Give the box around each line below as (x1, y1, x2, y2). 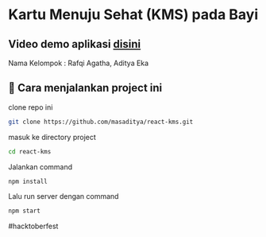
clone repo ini (8, 102, 53, 112)
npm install (8, 177, 48, 185)
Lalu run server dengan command (8, 192, 119, 201)
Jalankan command (8, 161, 73, 172)
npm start (8, 207, 41, 216)
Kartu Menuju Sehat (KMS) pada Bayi (8, 6, 259, 24)
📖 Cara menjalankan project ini (8, 81, 163, 95)
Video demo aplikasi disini (8, 37, 141, 51)
